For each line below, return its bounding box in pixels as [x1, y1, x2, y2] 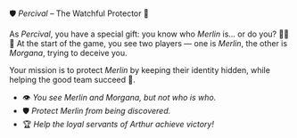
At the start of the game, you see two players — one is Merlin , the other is [16, 38, 288, 48]
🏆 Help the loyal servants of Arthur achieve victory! [21, 119, 214, 129]
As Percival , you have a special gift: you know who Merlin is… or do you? [9, 28, 277, 39]
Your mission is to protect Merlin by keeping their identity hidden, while [9, 65, 270, 75]
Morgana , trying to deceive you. [9, 48, 128, 58]
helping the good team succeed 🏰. [9, 75, 136, 85]
